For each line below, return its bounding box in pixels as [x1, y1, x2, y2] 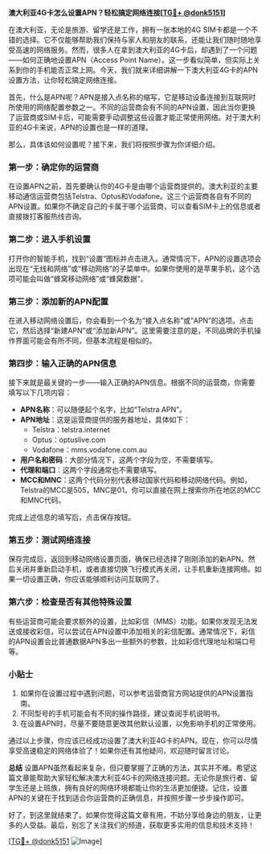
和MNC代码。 [19, 495, 66, 505]
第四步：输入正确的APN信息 [8, 357, 117, 369]
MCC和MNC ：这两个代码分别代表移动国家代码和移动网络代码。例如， [19, 475, 252, 485]
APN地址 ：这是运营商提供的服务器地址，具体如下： [19, 415, 190, 425]
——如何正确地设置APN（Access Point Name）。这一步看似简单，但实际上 [8, 56, 253, 64]
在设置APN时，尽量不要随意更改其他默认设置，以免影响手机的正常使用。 [19, 719, 260, 728]
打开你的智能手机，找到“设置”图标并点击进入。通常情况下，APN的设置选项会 [8, 254, 262, 263]
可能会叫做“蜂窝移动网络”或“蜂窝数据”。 [14, 274, 148, 283]
